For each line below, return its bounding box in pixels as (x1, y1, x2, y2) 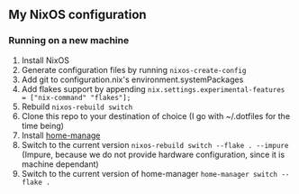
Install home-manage (21, 130, 101, 141)
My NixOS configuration (8, 7, 147, 23)
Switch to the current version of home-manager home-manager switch (21, 168, 278, 179)
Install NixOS (21, 54, 69, 66)
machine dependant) (21, 158, 100, 170)
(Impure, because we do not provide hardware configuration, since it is (21, 149, 285, 160)
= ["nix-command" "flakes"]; (21, 93, 131, 102)
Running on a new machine (8, 34, 130, 47)
